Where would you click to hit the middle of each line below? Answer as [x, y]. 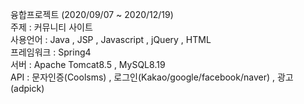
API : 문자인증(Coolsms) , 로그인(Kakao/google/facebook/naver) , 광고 [152, 77]
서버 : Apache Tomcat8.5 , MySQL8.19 [88, 64]
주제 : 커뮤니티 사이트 [51, 27]
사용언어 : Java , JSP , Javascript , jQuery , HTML [111, 39]
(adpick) [27, 88]
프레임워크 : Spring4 [51, 52]
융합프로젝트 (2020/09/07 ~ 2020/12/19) [92, 14]
